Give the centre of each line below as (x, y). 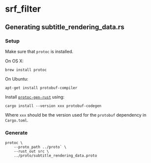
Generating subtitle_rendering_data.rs (65, 27)
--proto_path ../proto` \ (40, 147)
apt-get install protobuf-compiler (41, 88)
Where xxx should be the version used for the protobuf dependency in (76, 115)
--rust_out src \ (32, 152)
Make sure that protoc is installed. (39, 51)
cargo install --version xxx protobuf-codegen (53, 106)
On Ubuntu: (17, 79)
